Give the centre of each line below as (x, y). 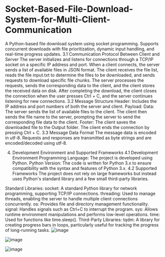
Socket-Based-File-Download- (69, 9)
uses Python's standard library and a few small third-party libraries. (80, 179)
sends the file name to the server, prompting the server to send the (73, 117)
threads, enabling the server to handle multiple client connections (71, 198)
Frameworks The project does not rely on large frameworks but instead (84, 173)
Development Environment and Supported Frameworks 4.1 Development (85, 152)
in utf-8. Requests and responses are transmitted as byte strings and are (78, 138)
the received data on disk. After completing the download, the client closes (81, 91)
